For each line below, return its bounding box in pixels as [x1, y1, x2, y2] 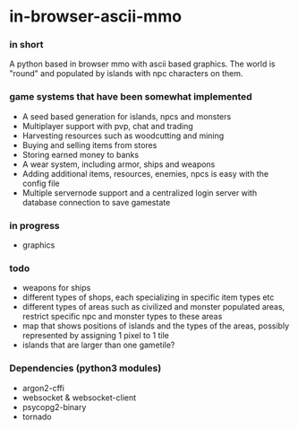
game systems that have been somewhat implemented [9, 91, 252, 103]
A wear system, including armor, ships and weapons [21, 159, 216, 170]
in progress [9, 219, 60, 232]
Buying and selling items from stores [21, 139, 158, 150]
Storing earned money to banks [21, 149, 140, 160]
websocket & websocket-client [21, 392, 137, 403]
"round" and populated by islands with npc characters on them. [9, 68, 243, 79]
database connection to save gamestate [21, 197, 171, 207]
